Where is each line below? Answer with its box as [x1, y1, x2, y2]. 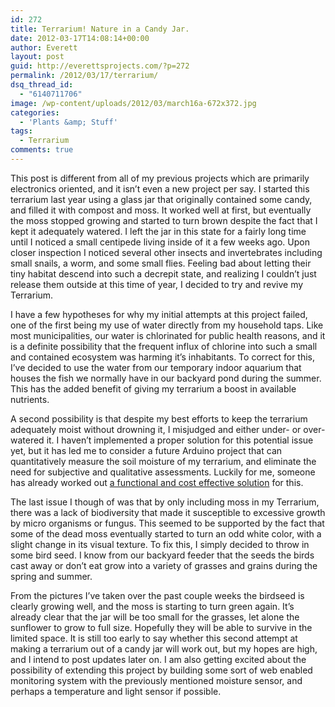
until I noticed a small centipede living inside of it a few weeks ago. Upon [10, 236, 310, 248]
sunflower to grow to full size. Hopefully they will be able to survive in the [10, 621, 313, 633]
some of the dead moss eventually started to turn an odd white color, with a [10, 527, 322, 540]
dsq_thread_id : [10, 80, 74, 90]
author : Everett [10, 42, 78, 53]
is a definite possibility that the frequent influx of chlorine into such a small [10, 340, 318, 352]
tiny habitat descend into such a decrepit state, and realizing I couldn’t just [10, 267, 317, 280]
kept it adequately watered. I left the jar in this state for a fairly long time [10, 225, 307, 237]
